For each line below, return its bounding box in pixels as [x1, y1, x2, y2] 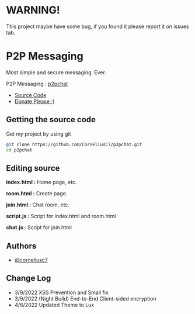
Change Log [6, 273, 51, 284]
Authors [6, 241, 37, 251]
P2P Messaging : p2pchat [6, 80, 68, 87]
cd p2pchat [6, 147, 33, 153]
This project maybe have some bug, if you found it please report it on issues [6, 23, 189, 30]
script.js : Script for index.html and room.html [6, 213, 116, 220]
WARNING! [6, 4, 60, 17]
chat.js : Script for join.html [6, 224, 72, 231]
